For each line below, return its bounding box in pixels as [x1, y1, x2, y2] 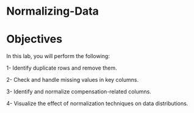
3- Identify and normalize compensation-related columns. [6, 88, 151, 95]
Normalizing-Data [6, 4, 99, 18]
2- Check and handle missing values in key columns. [6, 76, 139, 84]
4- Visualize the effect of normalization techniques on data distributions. [6, 100, 189, 108]
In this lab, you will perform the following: [6, 53, 110, 60]
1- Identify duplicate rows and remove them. [6, 64, 117, 71]
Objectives [6, 32, 63, 46]
